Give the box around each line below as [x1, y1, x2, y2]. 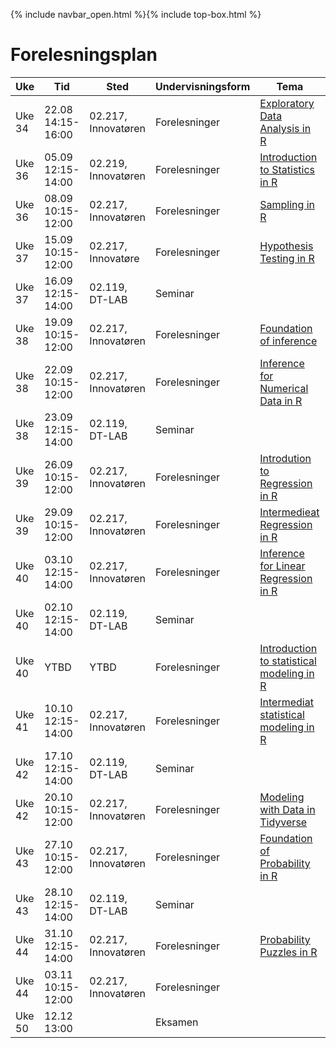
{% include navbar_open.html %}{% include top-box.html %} [10, 9, 262, 20]
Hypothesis [259, 239, 314, 253]
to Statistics [259, 162, 316, 176]
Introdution [259, 451, 312, 465]
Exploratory [259, 96, 315, 110]
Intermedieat [259, 505, 320, 519]
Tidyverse [259, 815, 308, 829]
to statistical [259, 654, 317, 668]
